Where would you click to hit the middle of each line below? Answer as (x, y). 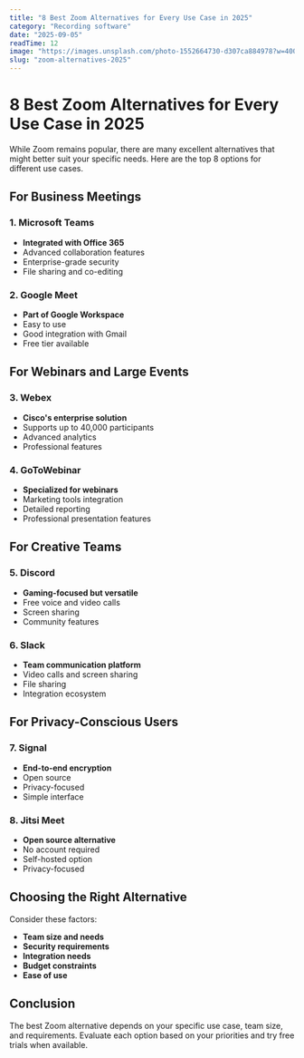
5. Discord (33, 573)
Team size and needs (63, 937)
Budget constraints (59, 966)
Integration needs (57, 956)
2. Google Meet (44, 295)
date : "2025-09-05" (46, 34)
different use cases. (47, 168)
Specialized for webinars (71, 490)
